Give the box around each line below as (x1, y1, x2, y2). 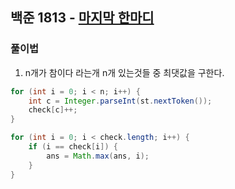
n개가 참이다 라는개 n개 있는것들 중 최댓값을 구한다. (24, 66, 225, 78)
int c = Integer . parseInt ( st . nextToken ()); (28, 96, 213, 106)
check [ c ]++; (28, 105, 78, 115)
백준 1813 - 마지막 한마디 (10, 9, 155, 27)
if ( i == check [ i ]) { (28, 142, 118, 152)
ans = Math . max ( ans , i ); (46, 151, 150, 161)
